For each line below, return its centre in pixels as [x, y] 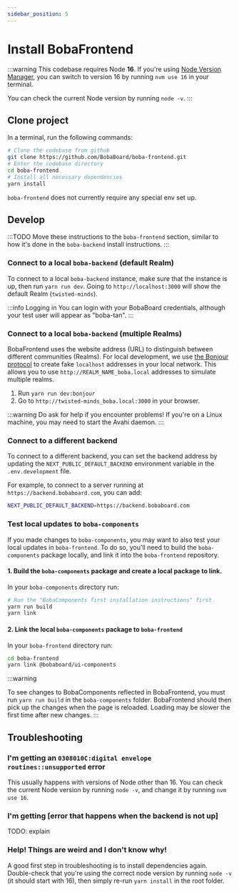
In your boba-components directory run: [63, 587]
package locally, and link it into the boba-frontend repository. [130, 555]
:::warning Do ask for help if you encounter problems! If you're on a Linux [115, 415]
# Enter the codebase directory [55, 164]
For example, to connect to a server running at [76, 485]
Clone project [38, 120]
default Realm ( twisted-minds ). [52, 294]
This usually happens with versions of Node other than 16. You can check [115, 782]
